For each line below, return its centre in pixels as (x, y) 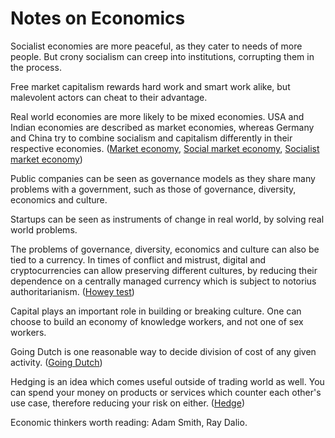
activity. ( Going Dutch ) (56, 362)
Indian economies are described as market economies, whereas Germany (162, 127)
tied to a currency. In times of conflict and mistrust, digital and (138, 259)
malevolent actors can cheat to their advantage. (109, 97)
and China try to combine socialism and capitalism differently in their (151, 138)
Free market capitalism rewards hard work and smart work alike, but (150, 86)
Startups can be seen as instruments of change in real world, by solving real (167, 219)
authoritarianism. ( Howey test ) (72, 291)
